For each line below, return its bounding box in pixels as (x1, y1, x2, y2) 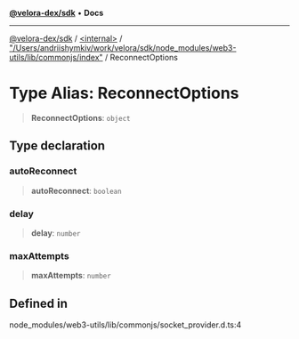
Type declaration (9, 138, 105, 154)
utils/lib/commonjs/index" (9, 52, 104, 62)
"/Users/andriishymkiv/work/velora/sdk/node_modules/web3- (9, 43, 237, 52)
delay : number (30, 227, 82, 238)
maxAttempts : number (30, 270, 111, 281)
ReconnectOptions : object (30, 112, 131, 123)
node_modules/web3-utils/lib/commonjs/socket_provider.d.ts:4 (9, 319, 242, 330)
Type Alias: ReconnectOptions (9, 84, 239, 103)
